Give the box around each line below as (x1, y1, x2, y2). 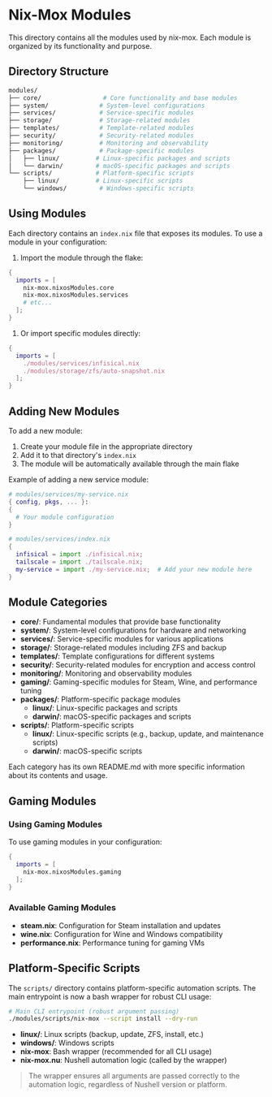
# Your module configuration (15, 513, 114, 521)
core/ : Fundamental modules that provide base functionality (19, 617, 222, 627)
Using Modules (8, 207, 87, 221)
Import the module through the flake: (19, 253, 144, 262)
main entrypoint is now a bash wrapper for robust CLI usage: (8, 991, 212, 1001)
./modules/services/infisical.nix (23, 359, 140, 367)
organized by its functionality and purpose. (8, 41, 153, 50)
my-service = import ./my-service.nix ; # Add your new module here (15, 565, 253, 573)
